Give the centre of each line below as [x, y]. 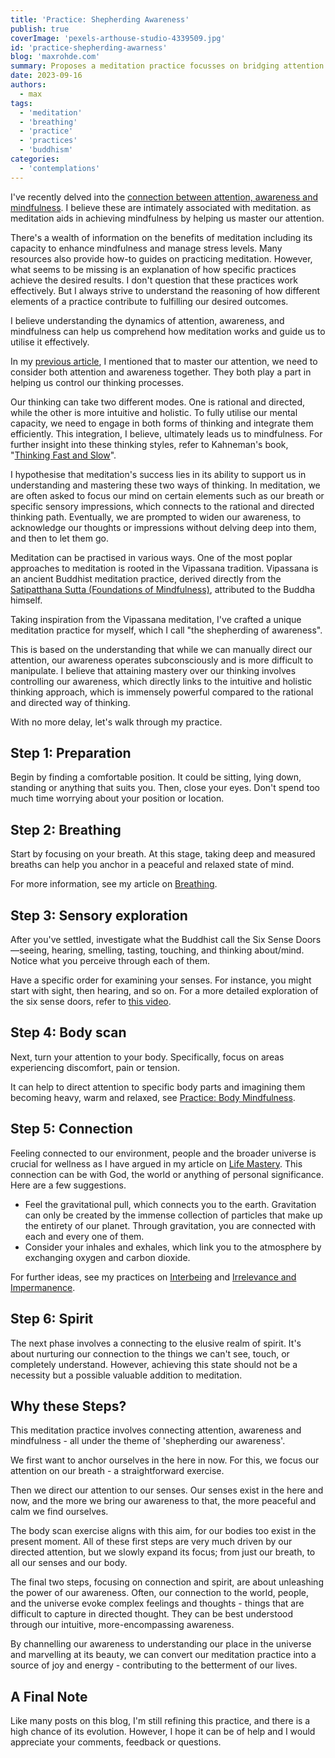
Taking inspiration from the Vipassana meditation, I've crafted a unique [156, 619]
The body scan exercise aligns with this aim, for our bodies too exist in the [163, 1531]
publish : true [40, 29]
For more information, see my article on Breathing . [114, 884]
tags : [21, 103]
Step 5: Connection [71, 1129]
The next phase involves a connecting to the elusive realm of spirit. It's [156, 1343]
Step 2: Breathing [66, 829]
